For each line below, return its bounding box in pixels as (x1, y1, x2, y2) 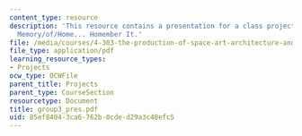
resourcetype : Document (9, 96, 99, 106)
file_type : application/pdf (9, 47, 115, 55)
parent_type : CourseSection (9, 88, 115, 97)
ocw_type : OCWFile (9, 72, 78, 81)
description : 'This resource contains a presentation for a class (9, 21, 263, 30)
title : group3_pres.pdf (9, 105, 99, 114)
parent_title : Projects (9, 80, 99, 89)
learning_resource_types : (9, 55, 106, 64)
